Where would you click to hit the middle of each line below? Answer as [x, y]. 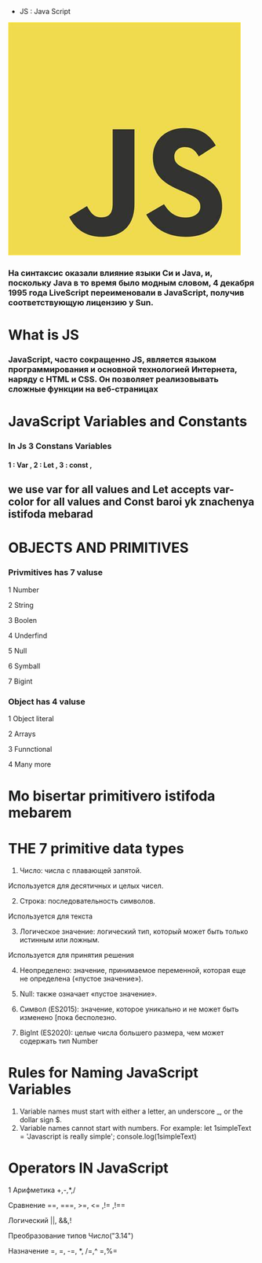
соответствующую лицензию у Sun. [81, 302]
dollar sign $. [41, 1119]
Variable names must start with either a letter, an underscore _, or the [131, 1111]
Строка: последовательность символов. [87, 901]
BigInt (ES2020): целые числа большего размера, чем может [122, 1033]
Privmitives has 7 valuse [56, 573]
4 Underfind [28, 635]
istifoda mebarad [51, 514]
